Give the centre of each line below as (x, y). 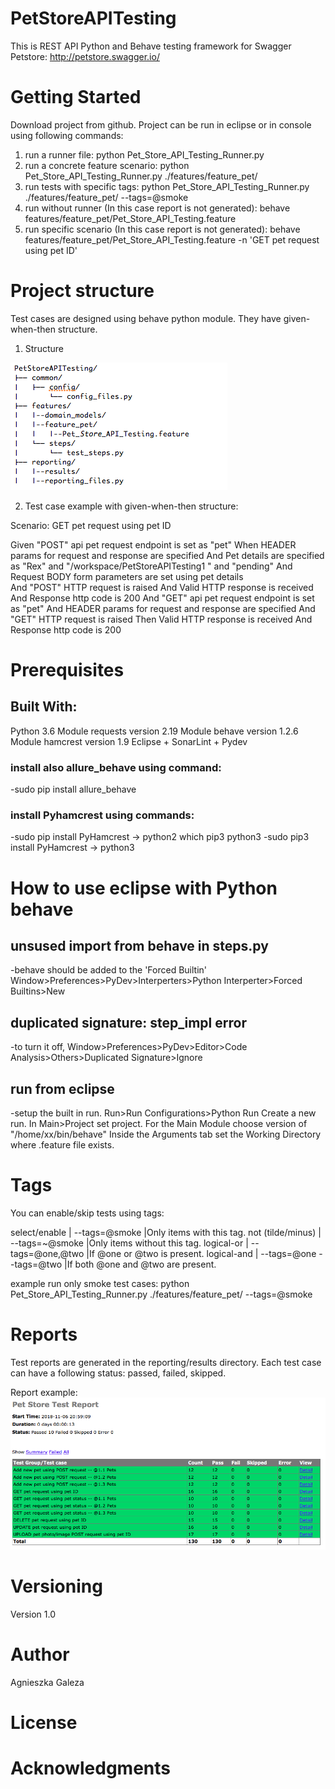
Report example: (44, 1392)
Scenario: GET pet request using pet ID (91, 525)
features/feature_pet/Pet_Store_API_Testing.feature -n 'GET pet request (172, 239)
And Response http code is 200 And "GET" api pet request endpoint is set (162, 598)
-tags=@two (36, 1264)
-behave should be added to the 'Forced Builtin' (109, 970)
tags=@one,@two (47, 1253)
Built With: (44, 707)
